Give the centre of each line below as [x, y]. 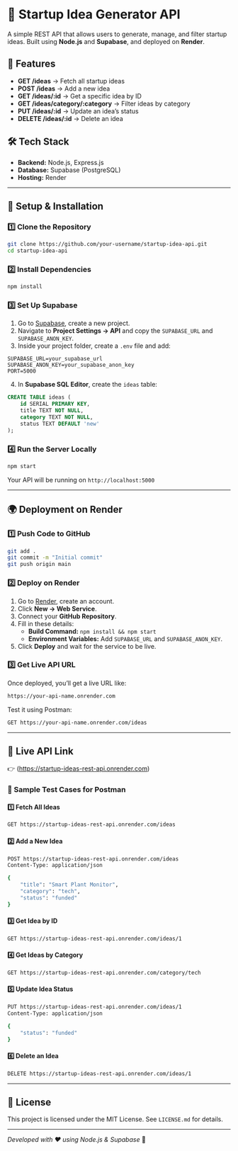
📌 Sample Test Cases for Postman [67, 790]
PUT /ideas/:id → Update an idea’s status [78, 111]
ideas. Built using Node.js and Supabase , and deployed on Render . [106, 41]
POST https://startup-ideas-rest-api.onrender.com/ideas [93, 859]
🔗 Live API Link [40, 751]
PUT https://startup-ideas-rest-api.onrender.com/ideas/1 [95, 1007]
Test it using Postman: [40, 709]
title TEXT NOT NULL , [52, 411]
